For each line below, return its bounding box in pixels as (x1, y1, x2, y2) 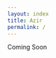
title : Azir (7, 17, 43, 24)
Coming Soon (7, 43, 47, 52)
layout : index (7, 10, 50, 18)
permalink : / (7, 23, 46, 30)
